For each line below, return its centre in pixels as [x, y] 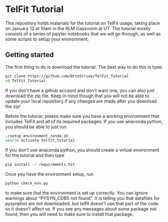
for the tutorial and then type [35, 155]
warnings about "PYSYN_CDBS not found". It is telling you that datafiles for [82, 198]
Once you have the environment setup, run [49, 174]
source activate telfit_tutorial [40, 141]
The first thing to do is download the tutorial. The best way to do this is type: [84, 67]
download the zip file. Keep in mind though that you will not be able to [77, 96]
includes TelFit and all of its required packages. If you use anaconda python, [84, 121]
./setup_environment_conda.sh [37, 136]
